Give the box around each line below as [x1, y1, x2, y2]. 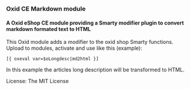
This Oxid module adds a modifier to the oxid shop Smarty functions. [6, 39, 173, 46]
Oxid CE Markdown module [6, 5, 86, 13]
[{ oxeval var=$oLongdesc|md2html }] [6, 56, 99, 62]
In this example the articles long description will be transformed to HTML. [6, 66, 185, 73]
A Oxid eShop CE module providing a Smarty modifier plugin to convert [6, 19, 184, 26]
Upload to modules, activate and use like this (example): [6, 44, 143, 52]
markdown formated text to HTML [6, 25, 91, 32]
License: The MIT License [6, 78, 69, 85]
